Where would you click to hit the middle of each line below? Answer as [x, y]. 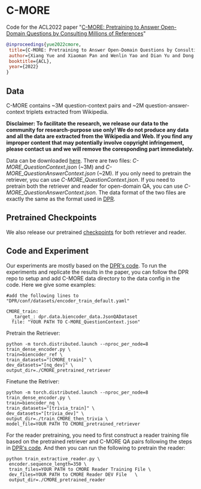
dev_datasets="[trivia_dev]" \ [45, 413]
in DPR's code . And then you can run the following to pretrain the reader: [96, 448]
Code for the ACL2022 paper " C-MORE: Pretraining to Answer [83, 27]
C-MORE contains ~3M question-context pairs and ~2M [75, 105]
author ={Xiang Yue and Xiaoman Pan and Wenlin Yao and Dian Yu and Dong [101, 55]
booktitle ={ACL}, [30, 61]
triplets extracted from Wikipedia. [67, 112]
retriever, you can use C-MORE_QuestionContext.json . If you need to [91, 180]
